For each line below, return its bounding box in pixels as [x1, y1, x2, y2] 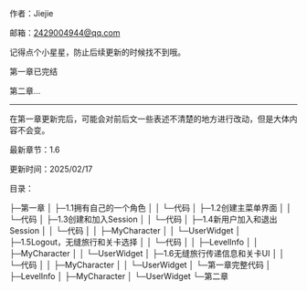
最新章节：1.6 [9, 144, 61, 155]
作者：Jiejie [9, 8, 54, 18]
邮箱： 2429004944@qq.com [9, 27, 121, 38]
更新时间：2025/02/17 [9, 163, 93, 174]
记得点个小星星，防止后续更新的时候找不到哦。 [9, 47, 185, 57]
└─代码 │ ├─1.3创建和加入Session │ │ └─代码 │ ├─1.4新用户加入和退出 [9, 213, 278, 224]
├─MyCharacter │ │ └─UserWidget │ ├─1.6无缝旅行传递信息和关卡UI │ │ [9, 248, 285, 258]
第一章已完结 [9, 67, 58, 77]
